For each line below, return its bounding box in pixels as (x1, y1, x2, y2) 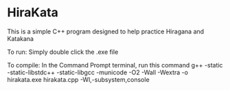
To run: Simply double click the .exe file (7, 48, 119, 56)
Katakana (7, 34, 34, 42)
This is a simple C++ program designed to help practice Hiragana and (7, 27, 205, 35)
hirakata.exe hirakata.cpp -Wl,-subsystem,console (7, 75, 150, 83)
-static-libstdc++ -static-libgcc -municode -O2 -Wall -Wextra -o (7, 68, 189, 76)
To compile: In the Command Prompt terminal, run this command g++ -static (7, 61, 223, 69)
